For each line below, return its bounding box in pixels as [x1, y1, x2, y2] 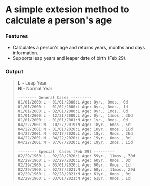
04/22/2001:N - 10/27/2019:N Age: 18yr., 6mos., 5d [17, 122, 131, 127]
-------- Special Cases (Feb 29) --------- [17, 149, 115, 154]
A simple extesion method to [5, 4, 130, 15]
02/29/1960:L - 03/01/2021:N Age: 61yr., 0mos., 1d [17, 176, 131, 181]
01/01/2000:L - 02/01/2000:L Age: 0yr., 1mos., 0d [17, 109, 128, 114]
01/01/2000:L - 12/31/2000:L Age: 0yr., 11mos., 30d [17, 113, 133, 118]
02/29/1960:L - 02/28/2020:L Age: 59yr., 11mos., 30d [17, 153, 135, 158]
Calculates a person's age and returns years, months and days [12, 45, 145, 51]
